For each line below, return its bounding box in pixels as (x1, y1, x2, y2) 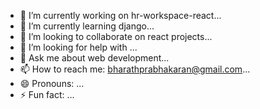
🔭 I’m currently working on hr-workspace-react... (19, 10, 222, 21)
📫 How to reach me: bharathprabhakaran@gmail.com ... (19, 63, 251, 75)
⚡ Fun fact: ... (19, 89, 75, 100)
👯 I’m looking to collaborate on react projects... (19, 31, 213, 42)
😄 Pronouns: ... (19, 78, 85, 89)
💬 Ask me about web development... (19, 52, 170, 64)
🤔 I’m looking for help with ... (19, 41, 138, 53)
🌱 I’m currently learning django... (19, 20, 155, 32)
